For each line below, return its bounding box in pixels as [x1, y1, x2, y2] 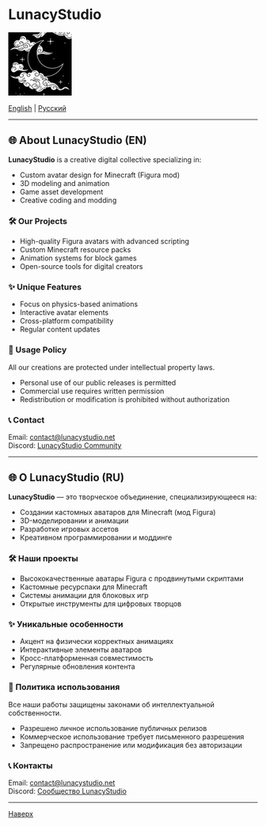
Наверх [8, 809, 34, 818]
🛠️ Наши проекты [8, 552, 79, 563]
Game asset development [19, 187, 104, 196]
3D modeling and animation [19, 178, 110, 188]
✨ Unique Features [8, 281, 82, 292]
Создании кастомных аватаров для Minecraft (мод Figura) [19, 507, 216, 517]
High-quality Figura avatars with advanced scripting [19, 237, 190, 246]
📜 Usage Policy [8, 344, 67, 355]
